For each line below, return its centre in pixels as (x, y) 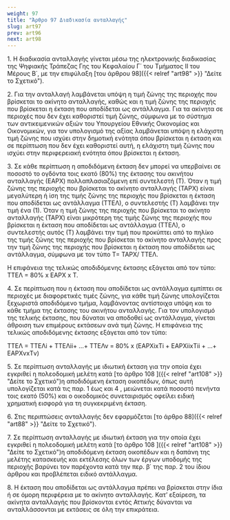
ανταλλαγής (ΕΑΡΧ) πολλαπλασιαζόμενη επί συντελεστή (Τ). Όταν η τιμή (114, 181)
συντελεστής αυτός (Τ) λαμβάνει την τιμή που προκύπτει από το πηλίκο (111, 233)
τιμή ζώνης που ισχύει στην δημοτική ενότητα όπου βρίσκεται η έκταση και (114, 138)
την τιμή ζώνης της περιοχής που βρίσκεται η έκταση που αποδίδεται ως (111, 247)
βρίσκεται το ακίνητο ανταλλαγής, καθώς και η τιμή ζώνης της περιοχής (112, 102)
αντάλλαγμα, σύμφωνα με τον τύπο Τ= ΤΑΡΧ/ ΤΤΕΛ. (83, 254)
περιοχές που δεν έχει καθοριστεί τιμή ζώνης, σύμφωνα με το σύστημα (109, 116)
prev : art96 (24, 33)
